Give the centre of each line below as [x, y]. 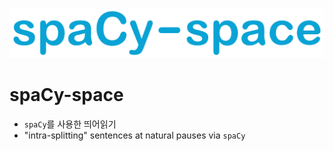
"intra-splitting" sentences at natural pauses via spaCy [134, 135]
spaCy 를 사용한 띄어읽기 [70, 124]
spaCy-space [66, 95]
